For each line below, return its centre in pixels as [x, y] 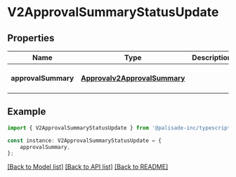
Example [27, 112]
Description [212, 58]
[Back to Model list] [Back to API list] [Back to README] [88, 167]
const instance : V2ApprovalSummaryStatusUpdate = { [84, 141]
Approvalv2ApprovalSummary [133, 78]
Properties [31, 38]
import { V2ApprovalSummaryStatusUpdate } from [78, 128]
